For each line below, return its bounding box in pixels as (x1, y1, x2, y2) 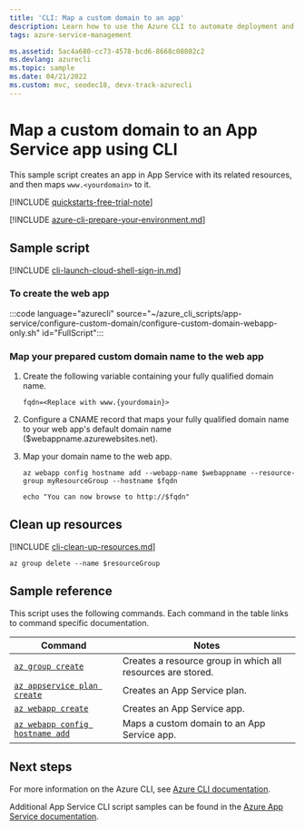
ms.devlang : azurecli (9, 56, 92, 65)
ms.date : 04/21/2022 (9, 72, 88, 82)
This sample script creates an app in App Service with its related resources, (9, 169, 292, 180)
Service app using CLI (9, 138, 179, 159)
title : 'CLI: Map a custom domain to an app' (9, 13, 184, 23)
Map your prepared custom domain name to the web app (9, 349, 265, 362)
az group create (14, 661, 84, 672)
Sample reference (9, 583, 113, 599)
